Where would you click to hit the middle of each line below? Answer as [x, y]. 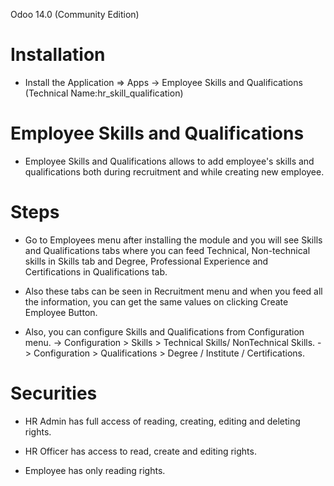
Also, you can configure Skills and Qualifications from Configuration [164, 331]
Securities [54, 393]
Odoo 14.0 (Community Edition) [75, 14]
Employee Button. [61, 312]
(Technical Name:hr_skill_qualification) [104, 93]
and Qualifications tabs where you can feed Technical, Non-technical [167, 250]
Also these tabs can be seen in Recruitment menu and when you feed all [173, 291]
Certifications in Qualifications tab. [96, 271]
